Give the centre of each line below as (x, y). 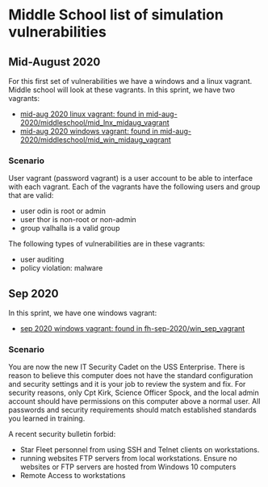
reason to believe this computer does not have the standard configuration (131, 376)
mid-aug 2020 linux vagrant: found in (82, 114)
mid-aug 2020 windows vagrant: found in (89, 131)
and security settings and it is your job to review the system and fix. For (127, 384)
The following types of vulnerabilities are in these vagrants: (107, 244)
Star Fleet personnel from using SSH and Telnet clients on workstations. (140, 450)
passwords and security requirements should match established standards (132, 410)
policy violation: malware (61, 268)
